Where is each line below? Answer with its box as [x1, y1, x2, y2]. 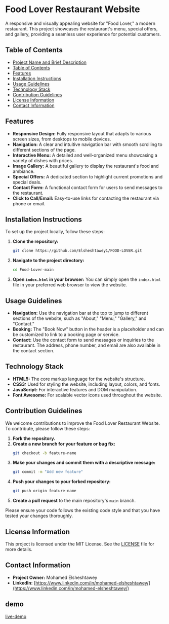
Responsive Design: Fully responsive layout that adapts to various [12, 130, 151, 136]
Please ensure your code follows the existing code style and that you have [5, 507, 160, 513]
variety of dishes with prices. [12, 157, 73, 163]
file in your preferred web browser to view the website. [12, 282, 128, 288]
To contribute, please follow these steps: [5, 425, 90, 431]
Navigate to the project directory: [12, 258, 85, 264]
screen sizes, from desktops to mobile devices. [12, 136, 111, 142]
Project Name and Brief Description [12, 59, 87, 65]
